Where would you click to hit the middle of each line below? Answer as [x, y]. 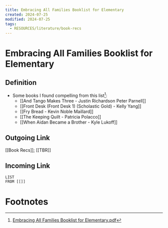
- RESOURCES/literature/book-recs [45, 29]
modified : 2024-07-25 [28, 19]
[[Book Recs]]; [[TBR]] [28, 150]
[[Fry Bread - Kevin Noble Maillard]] [56, 111]
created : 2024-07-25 [27, 15]
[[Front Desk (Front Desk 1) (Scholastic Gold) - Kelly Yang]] [80, 106]
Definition [21, 83]
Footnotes [27, 202]
